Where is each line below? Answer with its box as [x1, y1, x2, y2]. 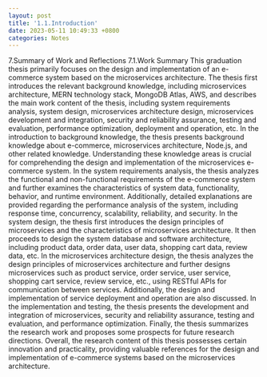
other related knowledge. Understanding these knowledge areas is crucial [8, 149, 252, 159]
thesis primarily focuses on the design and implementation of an [8, 65, 220, 74]
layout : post [8, 11, 52, 20]
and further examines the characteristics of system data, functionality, [8, 183, 240, 192]
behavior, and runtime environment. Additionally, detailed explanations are [8, 192, 253, 201]
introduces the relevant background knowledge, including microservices [8, 81, 247, 91]
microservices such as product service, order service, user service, [8, 268, 232, 278]
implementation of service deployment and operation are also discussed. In [8, 293, 257, 304]
